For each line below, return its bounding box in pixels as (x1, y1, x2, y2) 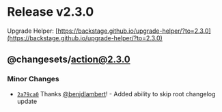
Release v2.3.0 (7, 4, 94, 20)
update (16, 97, 38, 105)
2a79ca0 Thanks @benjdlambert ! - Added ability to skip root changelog (16, 89, 216, 98)
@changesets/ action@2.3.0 (7, 54, 131, 66)
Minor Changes (7, 74, 59, 84)
